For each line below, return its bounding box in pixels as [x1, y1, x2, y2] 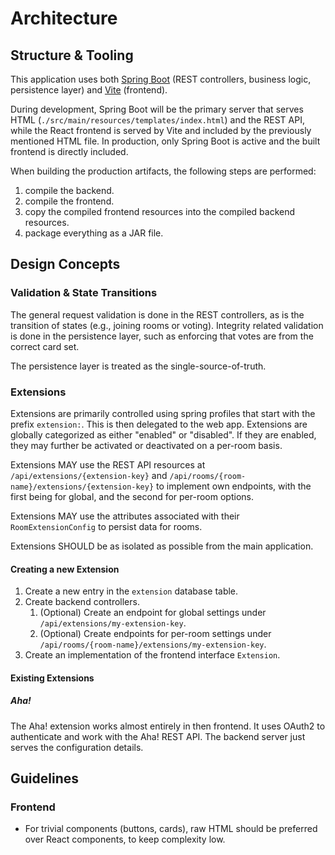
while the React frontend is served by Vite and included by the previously [10, 125, 312, 136]
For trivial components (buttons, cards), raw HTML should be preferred [24, 823, 318, 835]
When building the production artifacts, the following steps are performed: [10, 165, 317, 177]
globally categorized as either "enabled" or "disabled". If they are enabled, [10, 428, 317, 441]
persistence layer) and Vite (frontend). [10, 84, 168, 96]
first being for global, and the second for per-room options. [10, 490, 254, 502]
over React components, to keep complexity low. [24, 833, 226, 846]
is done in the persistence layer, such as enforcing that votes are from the [10, 330, 314, 342]
